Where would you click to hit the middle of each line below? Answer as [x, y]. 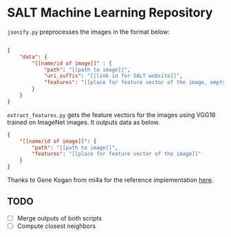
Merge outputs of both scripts [59, 218]
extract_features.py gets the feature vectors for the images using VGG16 [111, 114]
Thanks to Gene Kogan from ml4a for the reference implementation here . [110, 180]
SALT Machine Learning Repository [110, 13]
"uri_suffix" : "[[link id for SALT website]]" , [113, 76]
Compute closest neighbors [56, 226]
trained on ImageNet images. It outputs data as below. [84, 122]
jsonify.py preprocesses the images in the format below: [88, 32]
